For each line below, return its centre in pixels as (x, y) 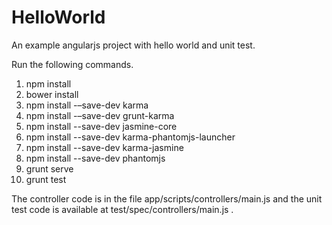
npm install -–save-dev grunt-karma (100, 115)
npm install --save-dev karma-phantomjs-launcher (130, 137)
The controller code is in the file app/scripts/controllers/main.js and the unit (167, 198)
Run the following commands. (72, 64)
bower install (52, 94)
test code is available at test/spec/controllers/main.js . (122, 209)
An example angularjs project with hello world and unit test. (133, 45)
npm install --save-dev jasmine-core (101, 126)
